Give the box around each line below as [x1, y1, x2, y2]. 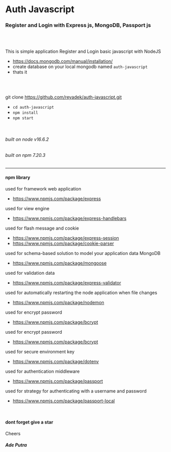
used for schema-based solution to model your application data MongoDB [5, 250, 161, 256]
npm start [12, 116, 34, 121]
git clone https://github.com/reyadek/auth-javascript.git [5, 94, 122, 100]
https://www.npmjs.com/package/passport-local [12, 398, 115, 404]
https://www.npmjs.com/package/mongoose [12, 260, 107, 266]
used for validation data [5, 270, 55, 276]
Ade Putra [5, 442, 27, 448]
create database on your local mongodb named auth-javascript [12, 63, 148, 70]
